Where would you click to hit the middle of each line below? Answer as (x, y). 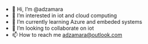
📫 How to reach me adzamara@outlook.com (67, 35)
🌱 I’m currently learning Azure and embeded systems (77, 22)
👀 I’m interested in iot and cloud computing (64, 15)
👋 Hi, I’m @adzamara (37, 9)
